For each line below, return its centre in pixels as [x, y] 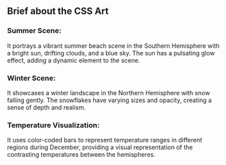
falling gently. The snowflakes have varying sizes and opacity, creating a [110, 100]
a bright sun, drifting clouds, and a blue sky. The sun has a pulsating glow [111, 53]
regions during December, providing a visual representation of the [100, 147]
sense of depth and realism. [47, 107]
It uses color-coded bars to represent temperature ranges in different [105, 140]
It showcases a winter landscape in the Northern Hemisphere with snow [109, 92]
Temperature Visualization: [53, 125]
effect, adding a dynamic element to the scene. [74, 60]
